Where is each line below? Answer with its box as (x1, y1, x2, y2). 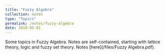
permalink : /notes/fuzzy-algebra (5, 21, 74, 26)
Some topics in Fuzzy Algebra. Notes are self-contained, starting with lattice (5, 39, 161, 45)
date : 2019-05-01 (5, 26, 41, 30)
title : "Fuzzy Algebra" (5, 7, 54, 12)
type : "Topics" (5, 16, 37, 21)
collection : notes (5, 12, 43, 17)
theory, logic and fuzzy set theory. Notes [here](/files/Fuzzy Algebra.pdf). (5, 44, 156, 50)
